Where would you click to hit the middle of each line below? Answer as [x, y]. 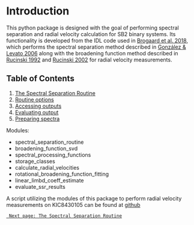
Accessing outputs [38, 106]
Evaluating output [37, 112]
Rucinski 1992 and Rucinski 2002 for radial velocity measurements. [89, 60]
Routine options [34, 99]
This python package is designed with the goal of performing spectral [92, 28]
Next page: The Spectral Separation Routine [65, 216]
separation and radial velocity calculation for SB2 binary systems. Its [91, 34]
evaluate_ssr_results [40, 186]
